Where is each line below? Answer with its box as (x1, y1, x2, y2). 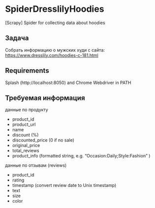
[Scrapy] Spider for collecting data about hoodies (5, 20, 105, 26)
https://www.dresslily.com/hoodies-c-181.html (5, 52, 98, 58)
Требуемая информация (5, 93, 85, 102)
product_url (12, 121, 36, 127)
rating (12, 177, 25, 183)
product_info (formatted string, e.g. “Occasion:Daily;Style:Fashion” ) (12, 153, 151, 159)
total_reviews (12, 148, 39, 153)
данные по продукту (5, 107, 48, 113)
